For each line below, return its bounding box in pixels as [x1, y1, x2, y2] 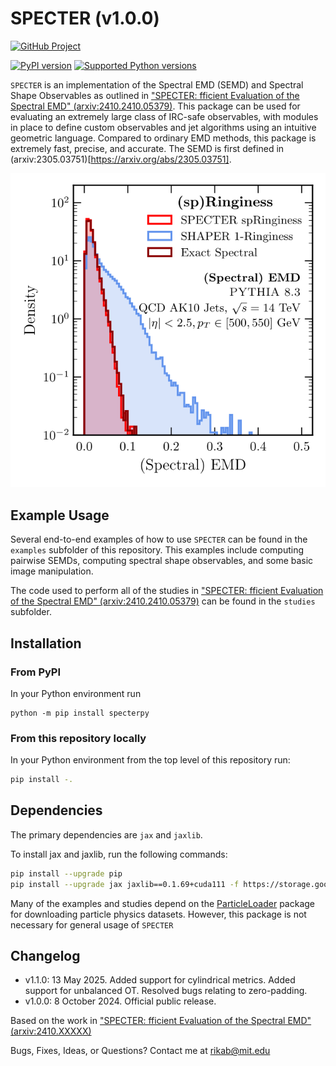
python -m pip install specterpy [10, 708, 150, 718]
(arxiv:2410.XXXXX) [10, 1025, 92, 1037]
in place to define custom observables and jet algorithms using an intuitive [10, 121, 317, 133]
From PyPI [10, 665, 62, 679]
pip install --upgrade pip [10, 868, 123, 879]
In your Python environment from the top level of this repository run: [10, 754, 291, 766]
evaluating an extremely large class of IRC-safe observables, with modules [10, 110, 319, 122]
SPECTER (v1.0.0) [10, 7, 160, 30]
